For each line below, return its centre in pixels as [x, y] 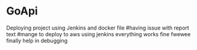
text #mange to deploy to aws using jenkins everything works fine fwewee [98, 34]
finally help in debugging [37, 40]
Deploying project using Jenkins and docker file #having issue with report [98, 28]
